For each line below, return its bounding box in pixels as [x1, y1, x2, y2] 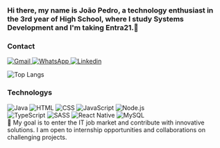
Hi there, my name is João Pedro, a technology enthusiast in [7, 6, 214, 15]
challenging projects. [7, 133, 67, 141]
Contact [7, 41, 35, 50]
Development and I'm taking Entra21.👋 [7, 23, 139, 33]
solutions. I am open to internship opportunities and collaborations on [7, 125, 206, 133]
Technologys [7, 88, 53, 98]
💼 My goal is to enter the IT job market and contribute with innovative [7, 118, 205, 127]
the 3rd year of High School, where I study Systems [7, 14, 184, 24]
